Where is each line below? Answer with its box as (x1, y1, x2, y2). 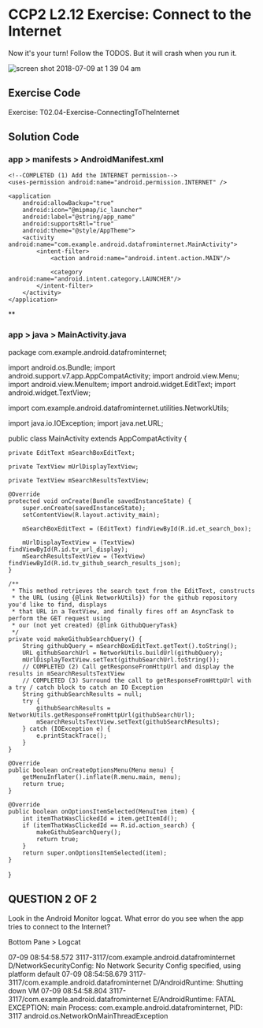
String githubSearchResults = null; (22, 690, 143, 698)
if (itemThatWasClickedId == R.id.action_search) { (22, 821, 195, 829)
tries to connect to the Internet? (8, 922, 111, 931)
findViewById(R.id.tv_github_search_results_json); (8, 559, 181, 567)
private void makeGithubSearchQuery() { (8, 635, 143, 643)
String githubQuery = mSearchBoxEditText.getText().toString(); (22, 642, 238, 650)
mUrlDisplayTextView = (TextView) (22, 538, 135, 546)
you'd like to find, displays (8, 601, 108, 609)
